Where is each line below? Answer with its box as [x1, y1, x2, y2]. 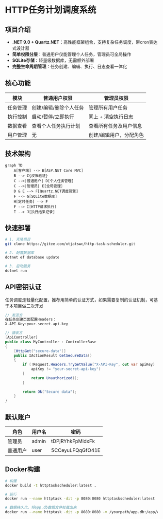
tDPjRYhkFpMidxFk [51, 438, 95, 445]
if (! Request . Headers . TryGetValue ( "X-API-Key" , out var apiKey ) [22, 362, 155, 367]
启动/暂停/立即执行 [32, 113, 74, 120]
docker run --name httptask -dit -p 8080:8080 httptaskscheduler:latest [5, 496, 155, 501]
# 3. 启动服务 [5, 263, 31, 268]
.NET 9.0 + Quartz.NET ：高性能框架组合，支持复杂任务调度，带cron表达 [12, 39, 158, 45]
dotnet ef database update [5, 255, 60, 260]
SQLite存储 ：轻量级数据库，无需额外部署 [12, 57, 94, 63]
